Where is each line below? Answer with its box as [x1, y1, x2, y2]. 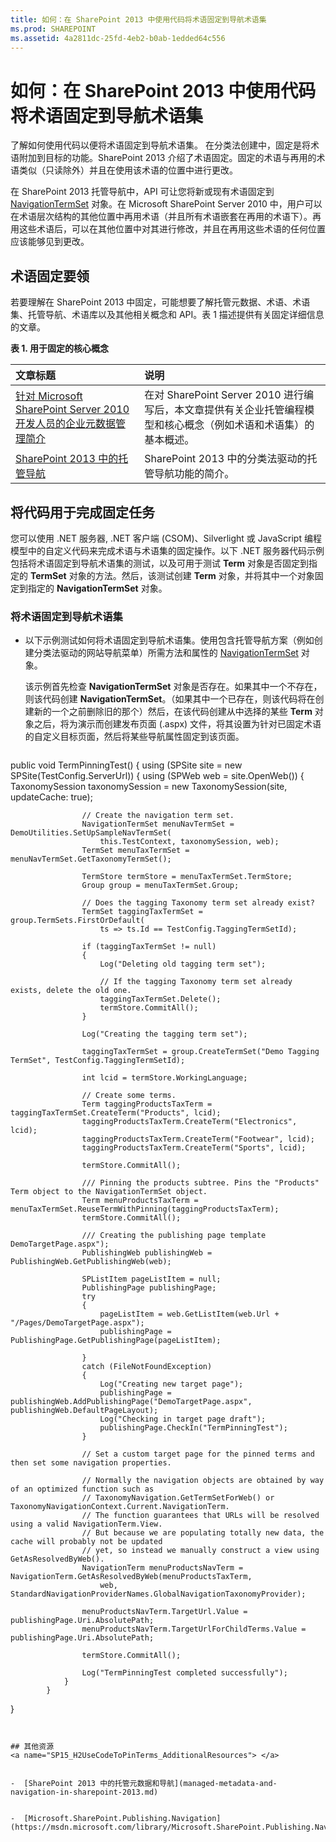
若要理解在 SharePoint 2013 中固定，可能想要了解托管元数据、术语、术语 [10, 296, 311, 308]
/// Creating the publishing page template [81, 1231, 267, 1241]
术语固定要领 [10, 267, 90, 285]
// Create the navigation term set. [81, 811, 235, 821]
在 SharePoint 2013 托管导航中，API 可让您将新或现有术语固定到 [10, 186, 275, 198]
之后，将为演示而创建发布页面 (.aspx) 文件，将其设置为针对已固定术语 [33, 718, 322, 730]
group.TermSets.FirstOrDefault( [10, 916, 145, 926]
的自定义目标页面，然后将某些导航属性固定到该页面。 [24, 731, 245, 743]
